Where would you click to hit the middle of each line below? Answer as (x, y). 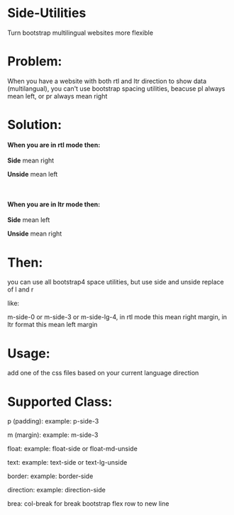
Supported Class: (60, 402)
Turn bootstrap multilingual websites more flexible (80, 33)
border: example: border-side (50, 476)
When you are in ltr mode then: (54, 204)
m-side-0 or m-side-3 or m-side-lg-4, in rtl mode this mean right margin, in (117, 317)
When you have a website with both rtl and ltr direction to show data (107, 81)
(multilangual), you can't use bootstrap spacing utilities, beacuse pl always (116, 88)
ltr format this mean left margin (52, 325)
